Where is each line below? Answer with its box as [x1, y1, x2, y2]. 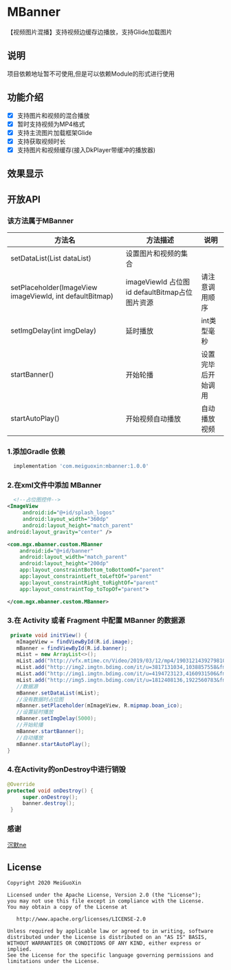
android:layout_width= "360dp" [22, 516, 109, 523]
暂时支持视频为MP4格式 [16, 120, 85, 128]
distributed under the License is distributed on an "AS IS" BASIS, [7, 934, 208, 941]
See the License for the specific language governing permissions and [7, 952, 214, 959]
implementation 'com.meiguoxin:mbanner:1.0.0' [13, 463, 149, 470]
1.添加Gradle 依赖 [7, 446, 65, 456]
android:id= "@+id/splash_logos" [22, 509, 115, 517]
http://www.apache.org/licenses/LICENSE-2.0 [16, 916, 146, 923]
